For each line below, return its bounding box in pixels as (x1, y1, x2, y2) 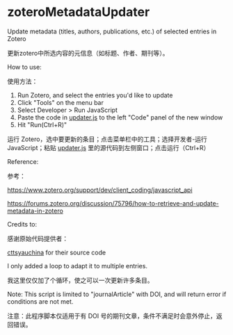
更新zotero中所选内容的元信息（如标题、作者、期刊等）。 (7, 49, 169, 57)
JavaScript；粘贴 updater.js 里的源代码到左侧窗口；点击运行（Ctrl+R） (7, 143, 210, 152)
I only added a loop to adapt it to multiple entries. (7, 261, 148, 270)
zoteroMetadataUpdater (7, 4, 150, 20)
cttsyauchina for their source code (7, 248, 106, 256)
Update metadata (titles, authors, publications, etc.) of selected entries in (7, 27, 217, 35)
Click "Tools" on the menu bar (17, 98, 104, 106)
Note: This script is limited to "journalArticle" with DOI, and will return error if (7, 290, 227, 298)
